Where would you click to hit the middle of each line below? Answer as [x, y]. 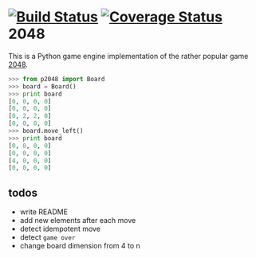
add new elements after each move [78, 221]
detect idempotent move [60, 229]
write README [43, 212]
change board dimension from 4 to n [80, 246]
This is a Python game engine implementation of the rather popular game [128, 56]
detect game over [47, 237]
